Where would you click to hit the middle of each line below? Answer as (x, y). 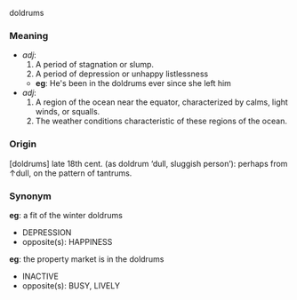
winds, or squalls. (68, 112)
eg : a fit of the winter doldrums (66, 215)
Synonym (30, 196)
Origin (23, 144)
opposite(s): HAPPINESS (67, 241)
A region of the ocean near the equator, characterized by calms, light (162, 102)
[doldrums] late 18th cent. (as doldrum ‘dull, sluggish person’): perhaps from (148, 163)
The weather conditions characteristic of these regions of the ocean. (161, 121)
